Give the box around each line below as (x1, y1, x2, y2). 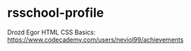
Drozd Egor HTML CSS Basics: (7, 28, 96, 36)
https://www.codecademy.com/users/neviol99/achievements (7, 35, 184, 43)
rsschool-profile (7, 5, 104, 21)
